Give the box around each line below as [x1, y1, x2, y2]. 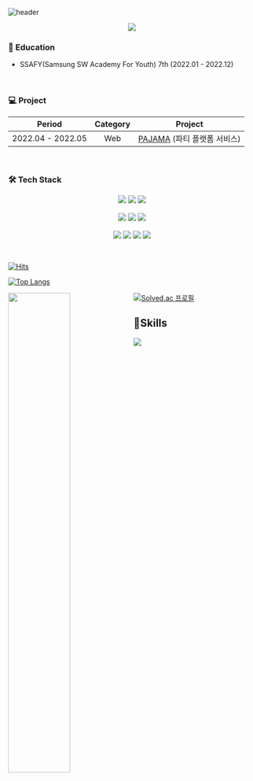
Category [94, 118, 131, 129]
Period [36, 118, 63, 129]
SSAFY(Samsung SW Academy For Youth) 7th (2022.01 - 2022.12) [19, 60, 234, 69]
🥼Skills [133, 316, 167, 330]
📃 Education [8, 42, 55, 53]
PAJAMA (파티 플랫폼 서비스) [137, 133, 241, 144]
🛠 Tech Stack [8, 174, 62, 185]
